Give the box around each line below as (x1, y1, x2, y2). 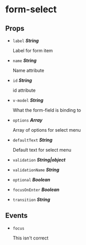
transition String (12, 196, 50, 202)
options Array (12, 117, 43, 123)
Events (5, 211, 28, 220)
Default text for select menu (12, 147, 71, 153)
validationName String (12, 167, 60, 173)
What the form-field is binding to (12, 107, 81, 113)
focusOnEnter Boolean (12, 187, 60, 193)
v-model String (12, 97, 44, 103)
